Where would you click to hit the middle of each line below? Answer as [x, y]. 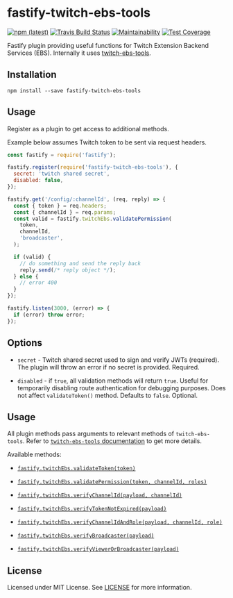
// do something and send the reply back [80, 263]
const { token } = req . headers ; [60, 206]
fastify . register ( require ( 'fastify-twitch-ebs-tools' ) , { [93, 167]
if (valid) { [32, 257]
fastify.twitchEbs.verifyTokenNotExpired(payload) [92, 509]
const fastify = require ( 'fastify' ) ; [62, 155]
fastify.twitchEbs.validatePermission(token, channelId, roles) [112, 482]
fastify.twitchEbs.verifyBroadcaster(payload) [86, 536]
